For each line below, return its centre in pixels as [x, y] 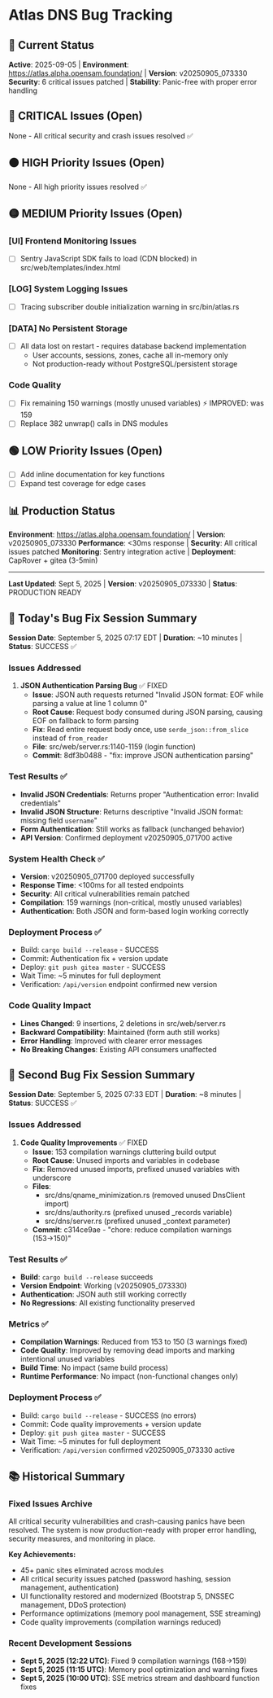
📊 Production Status [62, 511]
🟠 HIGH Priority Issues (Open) [87, 163]
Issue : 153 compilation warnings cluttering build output [124, 1152]
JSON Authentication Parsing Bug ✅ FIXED [94, 686]
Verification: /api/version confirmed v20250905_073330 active [128, 1450]
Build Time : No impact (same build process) [94, 1368]
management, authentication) [69, 1588]
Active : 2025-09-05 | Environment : [69, 64]
